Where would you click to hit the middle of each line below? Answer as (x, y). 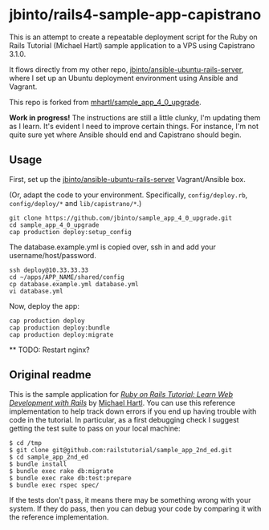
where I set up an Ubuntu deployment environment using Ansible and (124, 78)
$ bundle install (38, 464)
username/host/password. (53, 255)
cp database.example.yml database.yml (74, 284)
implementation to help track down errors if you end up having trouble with (133, 411)
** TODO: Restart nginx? (50, 350)
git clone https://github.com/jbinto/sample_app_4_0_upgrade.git (120, 218)
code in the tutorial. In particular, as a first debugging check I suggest (124, 419)
